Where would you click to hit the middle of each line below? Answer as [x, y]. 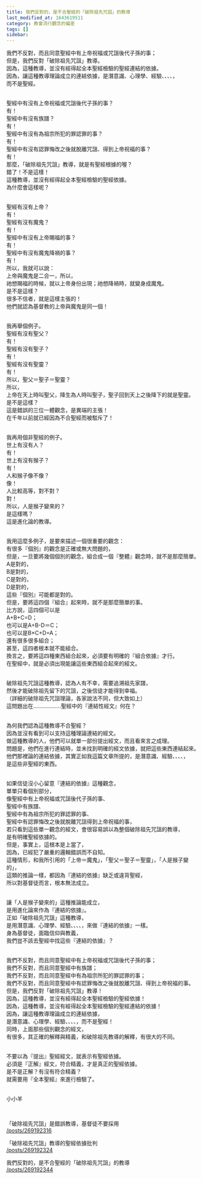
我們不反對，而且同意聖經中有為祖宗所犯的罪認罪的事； [76, 976]
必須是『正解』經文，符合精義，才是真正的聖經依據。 [73, 1064]
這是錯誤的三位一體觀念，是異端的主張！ [57, 410]
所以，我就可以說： [31, 268]
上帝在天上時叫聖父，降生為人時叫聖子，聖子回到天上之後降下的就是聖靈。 [100, 395]
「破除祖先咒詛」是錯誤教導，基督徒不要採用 [63, 1124]
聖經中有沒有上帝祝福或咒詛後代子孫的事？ [60, 103]
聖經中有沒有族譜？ [31, 119]
